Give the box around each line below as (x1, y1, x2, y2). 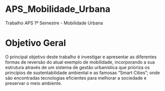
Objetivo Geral (5, 37, 66, 49)
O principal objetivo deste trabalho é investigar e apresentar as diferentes (5, 54, 157, 60)
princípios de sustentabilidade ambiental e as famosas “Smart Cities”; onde (5, 70, 160, 76)
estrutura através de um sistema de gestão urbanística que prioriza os (5, 64, 150, 70)
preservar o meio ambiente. (5, 80, 62, 86)
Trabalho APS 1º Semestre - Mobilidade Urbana (5, 20, 103, 26)
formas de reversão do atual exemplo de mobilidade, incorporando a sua (5, 59, 155, 65)
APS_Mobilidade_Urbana (5, 3, 110, 15)
